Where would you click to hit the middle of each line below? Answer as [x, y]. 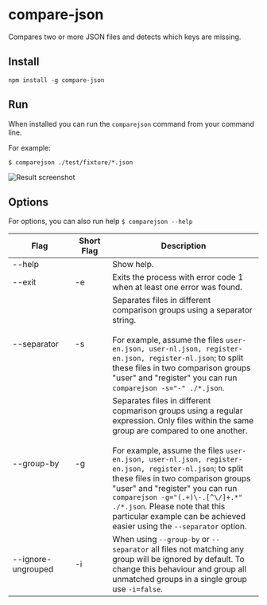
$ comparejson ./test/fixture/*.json [71, 162]
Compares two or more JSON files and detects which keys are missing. [125, 37]
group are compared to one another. [180, 430]
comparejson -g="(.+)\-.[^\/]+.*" [178, 497]
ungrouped [33, 569]
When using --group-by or [161, 540]
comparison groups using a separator [182, 310]
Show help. [133, 265]
